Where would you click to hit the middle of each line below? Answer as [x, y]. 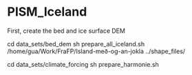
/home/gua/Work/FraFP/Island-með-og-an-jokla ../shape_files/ [96, 51]
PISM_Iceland [47, 12]
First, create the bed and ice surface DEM [66, 31]
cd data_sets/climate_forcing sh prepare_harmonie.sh [83, 64]
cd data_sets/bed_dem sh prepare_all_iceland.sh [76, 44]
